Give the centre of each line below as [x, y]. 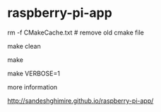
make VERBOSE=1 [34, 73]
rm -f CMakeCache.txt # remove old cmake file [76, 32]
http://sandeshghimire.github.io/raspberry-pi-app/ [80, 101]
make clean [24, 46]
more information [32, 87]
